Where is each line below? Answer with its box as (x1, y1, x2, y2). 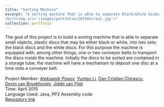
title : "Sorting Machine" (5, 7, 58, 12)
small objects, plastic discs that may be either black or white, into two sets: (5, 40, 157, 45)
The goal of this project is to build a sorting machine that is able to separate (5, 34, 159, 40)
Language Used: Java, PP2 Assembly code (5, 91, 93, 97)
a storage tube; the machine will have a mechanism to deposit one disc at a (5, 60, 158, 66)
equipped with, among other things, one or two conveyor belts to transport (5, 50, 157, 56)
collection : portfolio (5, 21, 52, 26)
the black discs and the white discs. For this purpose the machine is (5, 44, 143, 50)
